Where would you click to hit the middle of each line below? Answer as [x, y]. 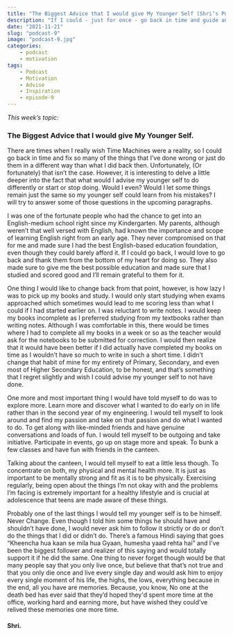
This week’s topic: [33, 118]
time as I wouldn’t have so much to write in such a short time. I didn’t [105, 355]
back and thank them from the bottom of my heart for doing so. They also [112, 260]
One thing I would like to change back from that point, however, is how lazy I [116, 289]
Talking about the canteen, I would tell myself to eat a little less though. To [113, 463]
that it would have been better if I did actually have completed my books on [115, 348]
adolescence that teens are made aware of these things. [88, 500]
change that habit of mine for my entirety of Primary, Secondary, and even [113, 362]
